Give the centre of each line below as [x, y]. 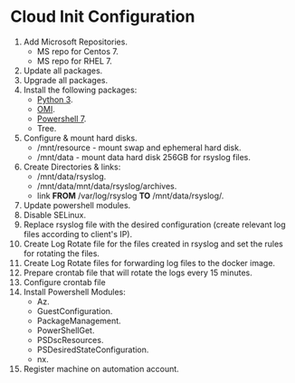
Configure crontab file [65, 282]
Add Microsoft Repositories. [75, 42]
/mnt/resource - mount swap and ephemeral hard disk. [139, 148]
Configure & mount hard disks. [81, 138]
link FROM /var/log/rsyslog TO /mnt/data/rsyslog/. [130, 196]
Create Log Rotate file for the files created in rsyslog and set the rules [153, 244]
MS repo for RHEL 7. [74, 61]
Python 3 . [55, 99]
